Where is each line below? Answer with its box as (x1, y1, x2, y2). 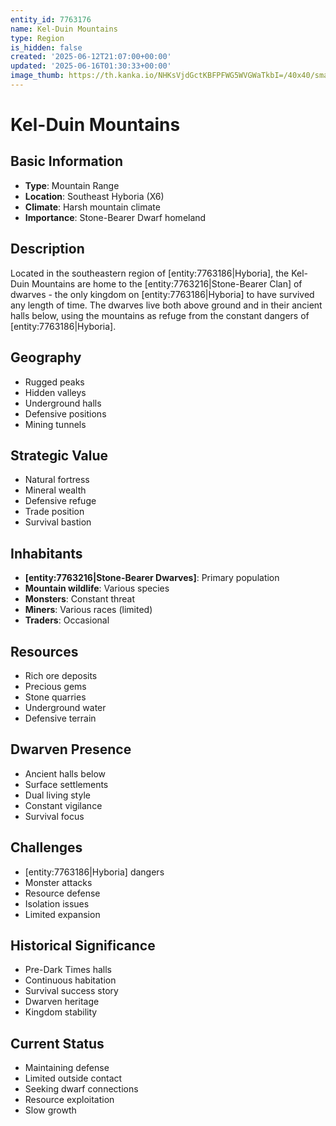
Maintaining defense (24, 1062, 110, 1074)
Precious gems (24, 680, 87, 692)
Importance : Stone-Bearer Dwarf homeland (24, 211, 207, 223)
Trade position (24, 506, 85, 518)
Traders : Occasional (24, 614, 110, 626)
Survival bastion (24, 516, 92, 528)
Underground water (24, 701, 107, 713)
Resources (10, 643, 79, 660)
